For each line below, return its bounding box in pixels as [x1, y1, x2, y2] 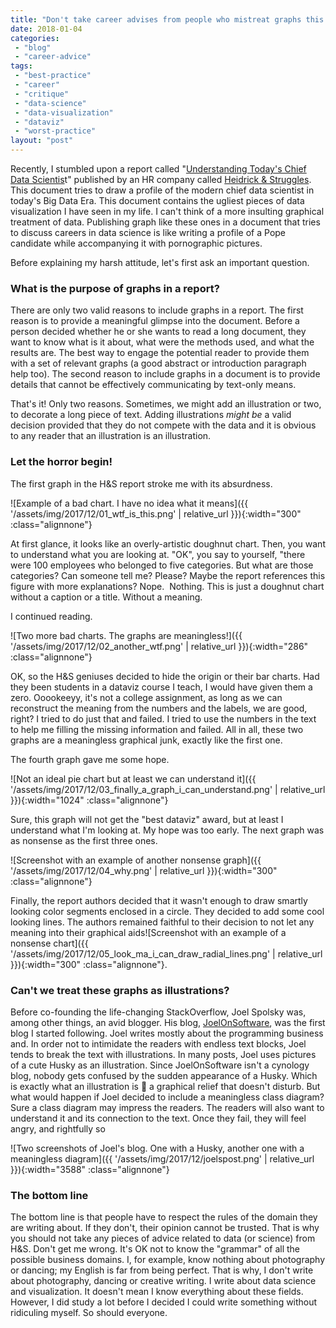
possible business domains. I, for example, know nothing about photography [10, 1254, 326, 1266]
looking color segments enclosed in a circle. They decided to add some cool [10, 905, 325, 917]
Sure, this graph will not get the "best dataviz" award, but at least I [10, 813, 284, 825]
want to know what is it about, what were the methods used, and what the [10, 336, 315, 348]
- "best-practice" [14, 71, 92, 81]
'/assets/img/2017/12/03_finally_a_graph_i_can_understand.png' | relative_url [10, 783, 326, 795]
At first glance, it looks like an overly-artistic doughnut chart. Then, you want [10, 537, 326, 550]
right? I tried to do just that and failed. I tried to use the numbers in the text [10, 712, 317, 725]
